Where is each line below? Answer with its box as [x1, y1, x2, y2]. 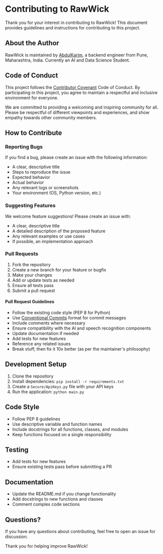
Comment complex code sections [12, 501, 80, 507]
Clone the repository [12, 373, 54, 379]
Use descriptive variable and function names [12, 421, 102, 427]
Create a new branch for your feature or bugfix [12, 266, 106, 272]
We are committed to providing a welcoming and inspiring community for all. [5, 104, 159, 110]
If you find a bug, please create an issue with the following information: [5, 155, 148, 160]
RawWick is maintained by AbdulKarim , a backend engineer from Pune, [5, 52, 148, 58]
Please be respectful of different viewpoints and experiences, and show [5, 109, 150, 115]
